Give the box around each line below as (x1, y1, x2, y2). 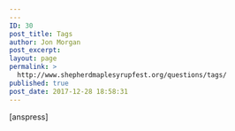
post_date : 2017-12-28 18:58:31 (9, 87, 128, 96)
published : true (9, 79, 69, 88)
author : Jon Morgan (9, 37, 81, 47)
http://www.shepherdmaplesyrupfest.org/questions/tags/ (17, 71, 227, 80)
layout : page (9, 54, 57, 63)
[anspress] (9, 112, 49, 122)
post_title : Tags (9, 29, 73, 38)
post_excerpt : (9, 46, 62, 55)
